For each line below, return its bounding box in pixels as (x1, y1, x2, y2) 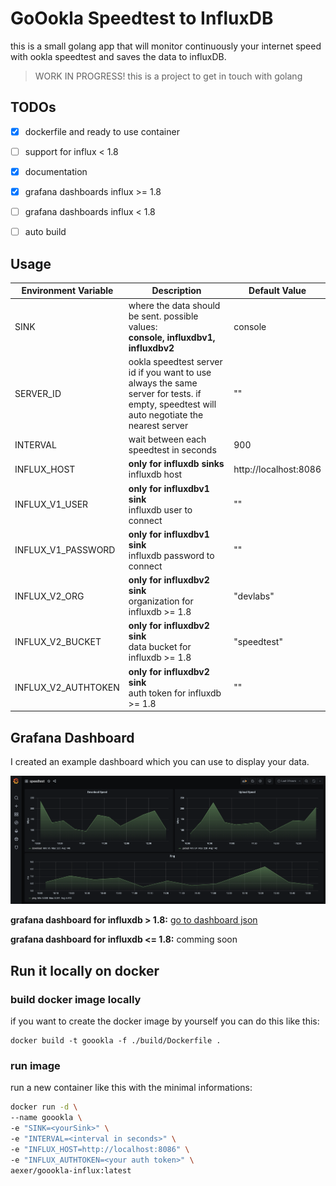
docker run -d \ (10, 1102, 78, 1112)
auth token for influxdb (128, 687, 222, 699)
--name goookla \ (10, 1113, 83, 1123)
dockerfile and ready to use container (24, 125, 180, 137)
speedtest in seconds (128, 444, 217, 456)
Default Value (248, 285, 307, 297)
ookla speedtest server (128, 355, 223, 367)
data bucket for (128, 641, 192, 653)
